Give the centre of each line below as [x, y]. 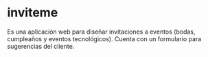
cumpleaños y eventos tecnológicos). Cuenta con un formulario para [104, 38]
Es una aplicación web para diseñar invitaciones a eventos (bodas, [101, 32]
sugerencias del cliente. [41, 46]
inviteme [33, 13]
